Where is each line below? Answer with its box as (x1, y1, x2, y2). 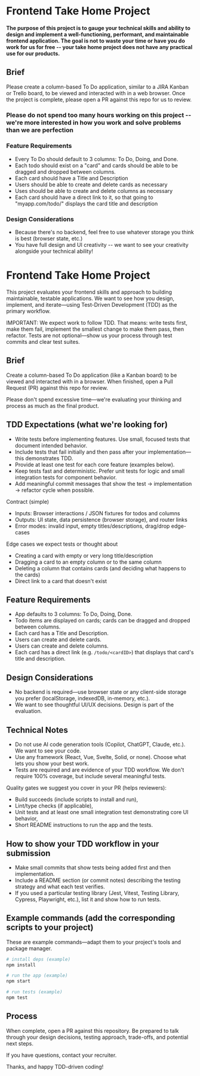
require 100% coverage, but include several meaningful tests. (14, 773, 166, 780)
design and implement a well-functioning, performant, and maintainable (6, 31, 189, 38)
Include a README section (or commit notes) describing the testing (14, 876, 181, 884)
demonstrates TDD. (25, 454, 73, 462)
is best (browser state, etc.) (14, 235, 83, 242)
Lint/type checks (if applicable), (14, 802, 94, 809)
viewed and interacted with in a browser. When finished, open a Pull (6, 377, 173, 385)
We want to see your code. (14, 747, 82, 754)
